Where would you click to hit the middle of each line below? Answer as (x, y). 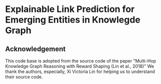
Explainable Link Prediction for (70, 9)
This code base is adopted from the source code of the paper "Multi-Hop (81, 61)
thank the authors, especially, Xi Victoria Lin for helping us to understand (80, 71)
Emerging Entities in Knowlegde (73, 20)
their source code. (24, 77)
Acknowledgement (35, 49)
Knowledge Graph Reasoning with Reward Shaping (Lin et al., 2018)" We (79, 66)
